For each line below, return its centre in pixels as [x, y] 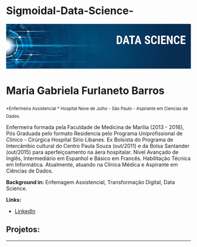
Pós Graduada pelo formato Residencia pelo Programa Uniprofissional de [94, 133]
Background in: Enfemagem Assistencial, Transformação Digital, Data [91, 182]
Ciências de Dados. [30, 171]
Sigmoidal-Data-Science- [70, 11]
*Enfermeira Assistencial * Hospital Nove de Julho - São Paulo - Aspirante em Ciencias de [97, 109]
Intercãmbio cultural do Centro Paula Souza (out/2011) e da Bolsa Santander [98, 146]
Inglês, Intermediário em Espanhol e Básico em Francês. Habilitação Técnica [98, 158]
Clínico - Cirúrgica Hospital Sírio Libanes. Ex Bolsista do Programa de [90, 140]
